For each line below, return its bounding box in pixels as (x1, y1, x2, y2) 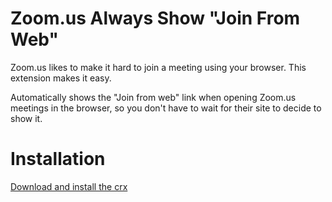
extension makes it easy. (10, 72, 112, 84)
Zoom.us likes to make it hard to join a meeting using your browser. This (10, 61, 307, 73)
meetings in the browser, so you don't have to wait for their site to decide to (10, 102, 322, 114)
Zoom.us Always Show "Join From (10, 7, 301, 30)
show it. (10, 112, 43, 124)
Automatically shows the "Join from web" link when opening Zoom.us (10, 91, 297, 103)
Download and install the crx (10, 180, 128, 192)
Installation (10, 148, 106, 171)
